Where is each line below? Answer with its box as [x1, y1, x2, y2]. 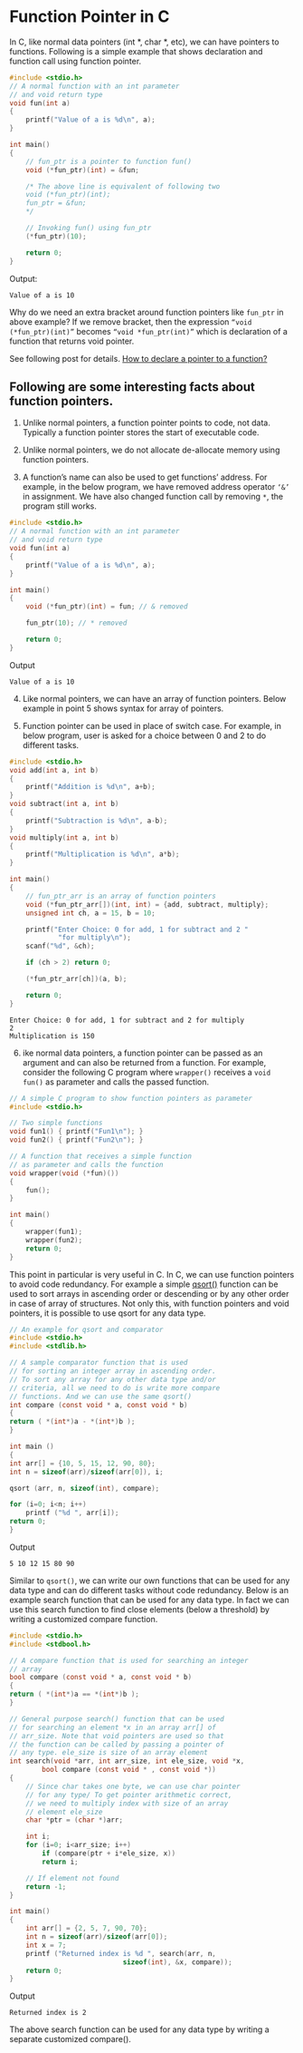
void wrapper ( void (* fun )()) [9, 1168, 119, 1178]
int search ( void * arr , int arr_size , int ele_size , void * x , [9, 1756, 245, 1766]
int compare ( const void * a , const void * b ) [9, 1400, 188, 1409]
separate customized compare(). [9, 2034, 131, 2045]
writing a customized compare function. [9, 1613, 158, 1624]
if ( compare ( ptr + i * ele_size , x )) [42, 1849, 176, 1858]
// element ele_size [25, 1807, 103, 1816]
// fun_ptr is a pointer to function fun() [25, 157, 193, 166]
